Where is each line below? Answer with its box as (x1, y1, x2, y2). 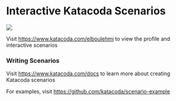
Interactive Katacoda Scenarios (6, 4, 166, 18)
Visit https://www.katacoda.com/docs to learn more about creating (6, 70, 171, 77)
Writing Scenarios (6, 56, 60, 65)
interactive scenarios (6, 41, 58, 48)
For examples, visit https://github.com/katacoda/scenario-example (6, 88, 170, 95)
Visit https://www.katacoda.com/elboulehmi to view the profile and (6, 35, 171, 42)
